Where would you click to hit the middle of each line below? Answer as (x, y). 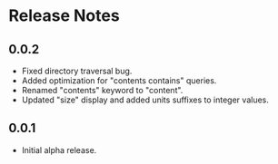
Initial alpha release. (59, 150)
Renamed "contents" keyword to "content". (102, 90)
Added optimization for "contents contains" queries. (119, 81)
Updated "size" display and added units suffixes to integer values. (145, 100)
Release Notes (64, 16)
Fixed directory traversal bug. (77, 71)
